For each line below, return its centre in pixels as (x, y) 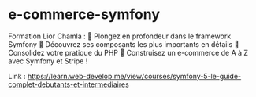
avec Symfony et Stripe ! (48, 61)
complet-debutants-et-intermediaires (69, 84)
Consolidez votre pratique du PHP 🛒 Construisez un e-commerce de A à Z (128, 52)
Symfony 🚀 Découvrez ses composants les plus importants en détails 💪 (124, 44)
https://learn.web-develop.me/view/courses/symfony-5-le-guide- (134, 76)
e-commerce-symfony (84, 14)
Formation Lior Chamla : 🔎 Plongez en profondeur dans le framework (120, 36)
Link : (17, 76)
